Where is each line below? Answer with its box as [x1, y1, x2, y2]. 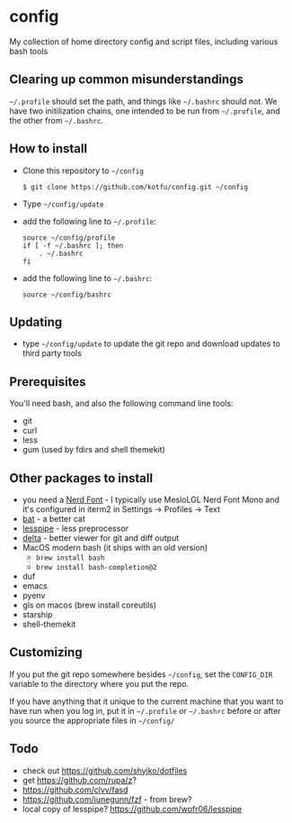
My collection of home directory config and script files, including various [9, 36, 279, 47]
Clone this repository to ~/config [22, 165, 144, 176]
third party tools [22, 348, 83, 359]
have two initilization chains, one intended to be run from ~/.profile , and [9, 105, 280, 116]
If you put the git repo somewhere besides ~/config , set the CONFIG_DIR [9, 669, 273, 680]
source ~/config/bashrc [22, 290, 112, 299]
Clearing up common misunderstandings [9, 72, 244, 87]
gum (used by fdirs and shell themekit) [22, 444, 166, 455]
